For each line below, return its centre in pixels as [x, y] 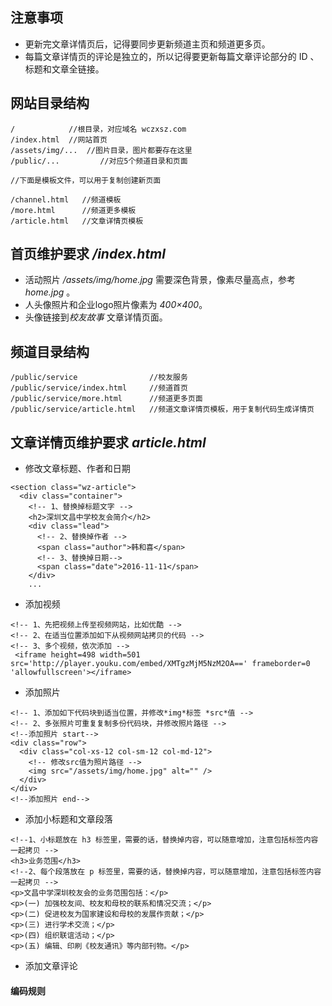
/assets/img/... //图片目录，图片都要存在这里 [101, 150]
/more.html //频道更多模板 [73, 210]
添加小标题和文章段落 [68, 819]
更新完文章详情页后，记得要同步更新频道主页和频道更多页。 [147, 44]
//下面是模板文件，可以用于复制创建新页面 [86, 180]
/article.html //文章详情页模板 [77, 221]
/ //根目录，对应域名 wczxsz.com [98, 129]
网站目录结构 [50, 103]
